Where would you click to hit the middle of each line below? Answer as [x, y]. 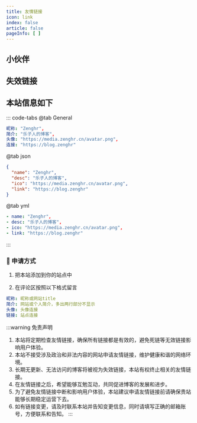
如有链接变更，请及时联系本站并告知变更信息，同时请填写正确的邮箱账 [100, 406]
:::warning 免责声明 [30, 327]
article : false [25, 28]
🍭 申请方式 [21, 261]
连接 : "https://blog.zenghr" [41, 145]
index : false [22, 22]
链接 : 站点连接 [22, 315]
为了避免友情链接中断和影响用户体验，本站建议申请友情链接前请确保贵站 [103, 392]
